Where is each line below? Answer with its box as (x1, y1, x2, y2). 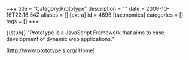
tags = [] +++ (6, 18, 39, 24)
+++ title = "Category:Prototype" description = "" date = (6, 5, 145, 12)
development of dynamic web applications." (6, 36, 115, 42)
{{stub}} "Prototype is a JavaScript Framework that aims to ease (6, 29, 164, 36)
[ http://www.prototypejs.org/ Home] (6, 47, 95, 54)
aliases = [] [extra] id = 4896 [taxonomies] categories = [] (41, 11, 184, 18)
